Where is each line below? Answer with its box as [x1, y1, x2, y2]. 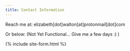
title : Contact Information [5, 7, 65, 13]
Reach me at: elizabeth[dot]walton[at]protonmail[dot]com [5, 21, 125, 27]
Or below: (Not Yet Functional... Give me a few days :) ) [5, 31, 120, 37]
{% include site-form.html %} [5, 41, 67, 47]
